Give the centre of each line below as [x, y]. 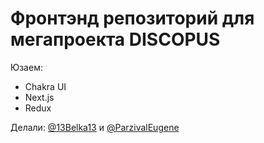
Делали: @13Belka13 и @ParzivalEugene [95, 127]
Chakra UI [45, 86]
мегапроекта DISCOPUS [115, 39]
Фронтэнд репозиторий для [132, 18]
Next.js [39, 97]
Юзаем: [26, 67]
